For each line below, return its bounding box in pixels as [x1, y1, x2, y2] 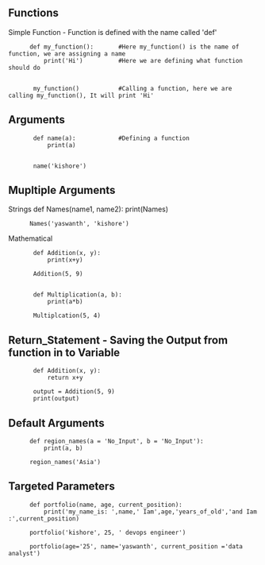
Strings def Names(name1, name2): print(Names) [8, 204, 169, 214]
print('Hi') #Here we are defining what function [43, 56, 244, 64]
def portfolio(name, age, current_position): [29, 501, 182, 509]
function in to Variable [8, 346, 121, 359]
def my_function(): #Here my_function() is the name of [29, 43, 240, 51]
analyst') [8, 549, 41, 557]
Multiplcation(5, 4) [33, 312, 102, 320]
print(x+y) [47, 256, 83, 265]
